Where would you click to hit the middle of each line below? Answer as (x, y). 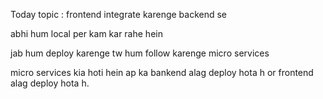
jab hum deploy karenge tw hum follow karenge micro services (140, 53)
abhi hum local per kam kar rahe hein (86, 33)
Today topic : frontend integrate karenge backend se (119, 14)
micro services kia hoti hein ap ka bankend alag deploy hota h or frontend (162, 72)
